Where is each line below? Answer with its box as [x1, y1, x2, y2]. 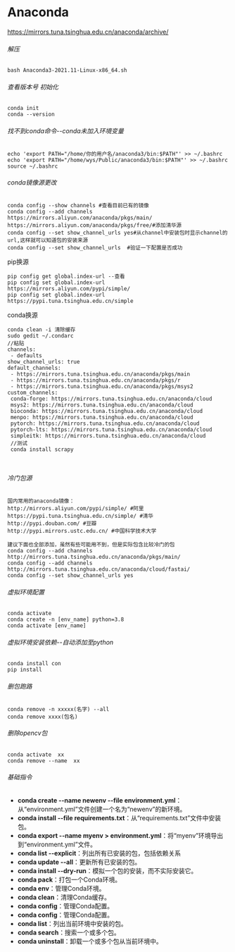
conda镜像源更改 [7, 178, 57, 187]
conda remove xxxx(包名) [7, 713, 78, 720]
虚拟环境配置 [7, 588, 44, 596]
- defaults [10, 352, 42, 359]
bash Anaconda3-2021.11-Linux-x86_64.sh [7, 67, 128, 74]
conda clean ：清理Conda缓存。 [17, 893, 111, 901]
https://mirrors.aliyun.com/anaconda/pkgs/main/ [7, 214, 153, 221]
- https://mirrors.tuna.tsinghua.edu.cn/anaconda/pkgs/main [10, 371, 191, 378]
